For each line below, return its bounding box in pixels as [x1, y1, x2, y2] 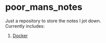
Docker [12, 33, 28, 39]
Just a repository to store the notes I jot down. [5, 18, 101, 24]
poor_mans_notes [5, 1, 82, 13]
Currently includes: [5, 23, 45, 29]
